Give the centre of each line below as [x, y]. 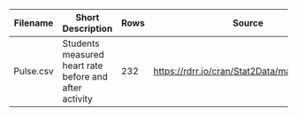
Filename [34, 23]
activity [77, 99]
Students [81, 43]
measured [83, 54]
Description [88, 28]
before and [85, 77]
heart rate [83, 66]
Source [248, 23]
